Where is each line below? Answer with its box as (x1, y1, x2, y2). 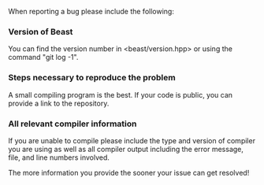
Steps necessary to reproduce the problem (8, 72, 176, 83)
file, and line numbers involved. (8, 153, 110, 162)
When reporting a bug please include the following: (8, 7, 175, 16)
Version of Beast (8, 26, 73, 37)
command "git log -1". (8, 53, 79, 62)
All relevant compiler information (8, 118, 137, 129)
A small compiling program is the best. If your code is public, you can (8, 90, 233, 99)
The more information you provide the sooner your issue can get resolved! (8, 168, 250, 177)
